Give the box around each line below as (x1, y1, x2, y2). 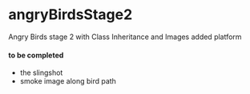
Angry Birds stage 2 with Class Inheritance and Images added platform (8, 32, 242, 41)
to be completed (8, 50, 64, 60)
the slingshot (19, 68, 63, 77)
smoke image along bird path (19, 76, 116, 86)
